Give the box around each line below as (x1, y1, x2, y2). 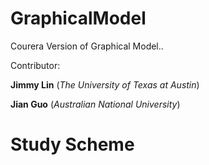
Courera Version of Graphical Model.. (10, 40, 164, 52)
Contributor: (10, 59, 61, 71)
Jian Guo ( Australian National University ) (10, 98, 181, 110)
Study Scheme (10, 133, 135, 156)
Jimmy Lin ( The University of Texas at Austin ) (10, 78, 200, 91)
